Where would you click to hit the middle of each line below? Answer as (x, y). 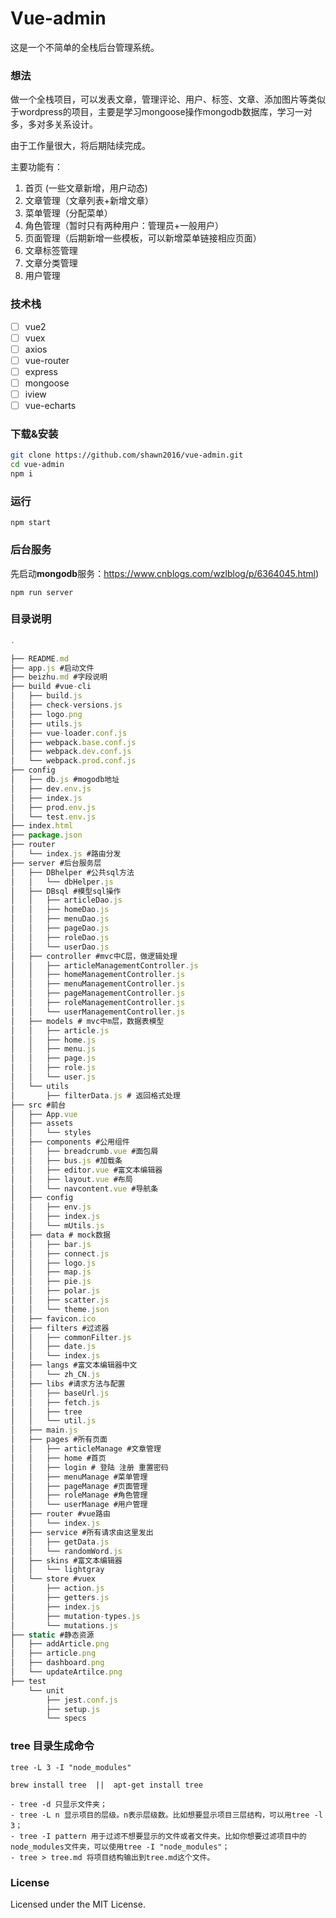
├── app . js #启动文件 (52, 668)
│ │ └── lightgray (57, 1570)
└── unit (46, 1690)
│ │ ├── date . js (53, 1347)
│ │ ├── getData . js (60, 1542)
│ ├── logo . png (46, 714)
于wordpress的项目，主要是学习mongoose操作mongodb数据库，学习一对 (161, 112)
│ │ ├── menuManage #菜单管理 (79, 1477)
